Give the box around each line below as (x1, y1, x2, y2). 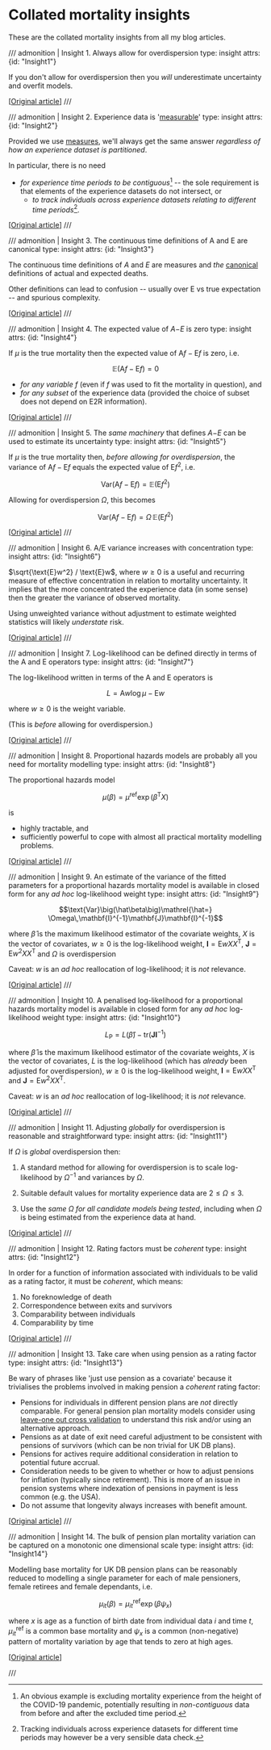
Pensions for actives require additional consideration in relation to (19, 1449, 239, 1459)
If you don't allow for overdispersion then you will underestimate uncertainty (8, 72, 262, 82)
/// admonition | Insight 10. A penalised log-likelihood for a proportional (8, 995, 244, 1006)
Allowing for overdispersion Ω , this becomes (8, 495, 156, 504)
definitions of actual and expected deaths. (8, 269, 149, 278)
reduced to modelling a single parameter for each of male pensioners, (8, 1572, 240, 1583)
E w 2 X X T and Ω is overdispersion (8, 947, 117, 958)
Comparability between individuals (19, 1309, 135, 1319)
